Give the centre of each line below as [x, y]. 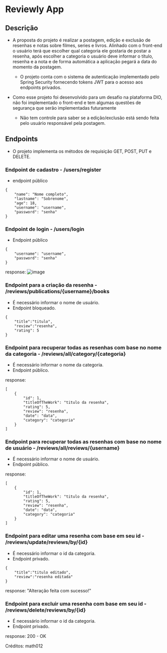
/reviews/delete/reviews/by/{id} [46, 610]
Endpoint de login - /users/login [45, 229]
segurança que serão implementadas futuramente [64, 108]
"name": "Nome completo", [41, 195]
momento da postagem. [37, 67]
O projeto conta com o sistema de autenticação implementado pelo [90, 77]
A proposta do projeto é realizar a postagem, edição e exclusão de [81, 40]
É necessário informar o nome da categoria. [58, 365]
